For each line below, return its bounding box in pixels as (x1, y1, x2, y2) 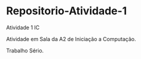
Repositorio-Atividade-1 (6, 4, 127, 18)
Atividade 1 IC (6, 24, 40, 31)
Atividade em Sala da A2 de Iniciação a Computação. (6, 35, 136, 42)
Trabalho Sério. (6, 46, 44, 54)
